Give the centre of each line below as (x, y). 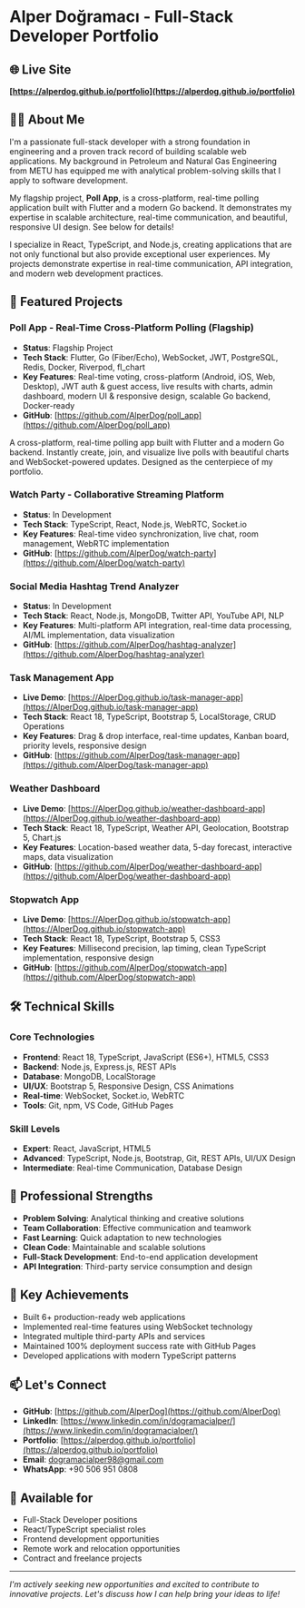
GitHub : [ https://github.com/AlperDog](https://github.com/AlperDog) (152, 1411)
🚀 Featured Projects (66, 302)
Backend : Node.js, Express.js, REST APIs (99, 1066)
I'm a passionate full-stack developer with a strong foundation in (130, 142)
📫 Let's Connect (58, 1385)
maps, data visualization (68, 856)
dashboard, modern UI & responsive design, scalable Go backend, (146, 396)
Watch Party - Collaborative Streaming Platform (117, 495)
